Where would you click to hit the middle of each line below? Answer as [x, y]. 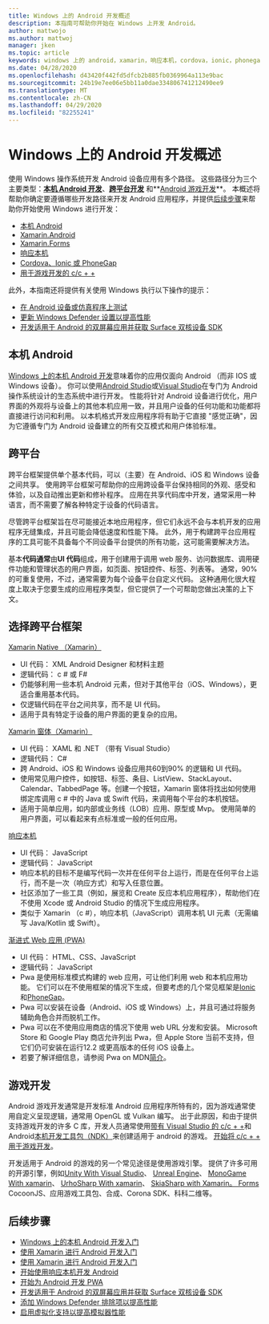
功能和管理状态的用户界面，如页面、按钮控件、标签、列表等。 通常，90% [136, 569]
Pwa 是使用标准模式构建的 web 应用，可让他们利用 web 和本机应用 [130, 977]
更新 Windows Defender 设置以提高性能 [85, 317]
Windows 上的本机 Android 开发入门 [79, 1242]
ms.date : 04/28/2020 [43, 68]
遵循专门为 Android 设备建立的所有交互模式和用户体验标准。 [121, 425]
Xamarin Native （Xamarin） [55, 648]
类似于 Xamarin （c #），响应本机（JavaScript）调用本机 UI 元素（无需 [136, 913]
